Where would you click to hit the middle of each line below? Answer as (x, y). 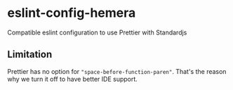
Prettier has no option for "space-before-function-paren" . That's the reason (117, 71)
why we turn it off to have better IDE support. (73, 79)
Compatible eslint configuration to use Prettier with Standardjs (97, 32)
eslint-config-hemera (72, 13)
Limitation (30, 54)
